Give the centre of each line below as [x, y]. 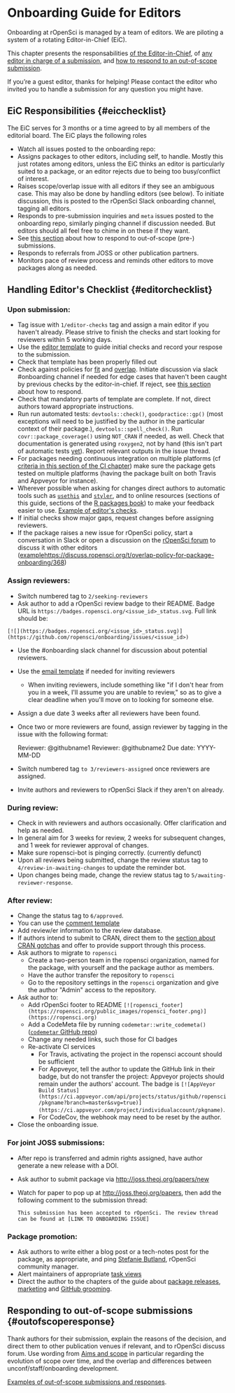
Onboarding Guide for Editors [94, 13]
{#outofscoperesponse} [61, 1322]
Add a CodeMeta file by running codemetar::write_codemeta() [117, 1024]
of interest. [33, 178]
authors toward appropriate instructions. [76, 406]
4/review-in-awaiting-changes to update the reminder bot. [102, 868]
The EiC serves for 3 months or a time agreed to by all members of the [109, 128]
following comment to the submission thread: [83, 1200]
